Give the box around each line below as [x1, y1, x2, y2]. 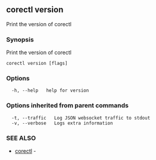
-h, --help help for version [11, 87, 89, 94]
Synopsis [6, 35, 34, 43]
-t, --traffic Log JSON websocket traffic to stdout [11, 115, 151, 121]
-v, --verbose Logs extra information [11, 120, 113, 126]
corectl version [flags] [6, 61, 68, 67]
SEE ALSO [6, 134, 36, 142]
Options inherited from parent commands [6, 101, 129, 109]
